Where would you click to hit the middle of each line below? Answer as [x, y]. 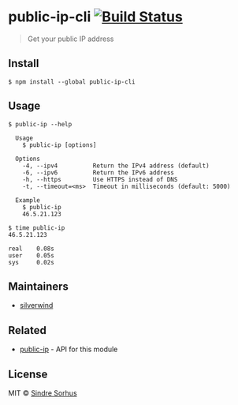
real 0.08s [32, 249]
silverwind [36, 306]
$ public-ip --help [40, 124]
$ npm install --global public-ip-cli [72, 82]
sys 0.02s [32, 262]
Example [28, 200]
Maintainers [39, 286]
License [28, 374]
